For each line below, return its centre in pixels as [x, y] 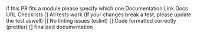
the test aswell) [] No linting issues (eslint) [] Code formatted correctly [91, 21]
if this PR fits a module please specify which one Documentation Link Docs [97, 8]
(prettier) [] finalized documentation [50, 27]
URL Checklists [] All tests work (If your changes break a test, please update [99, 15]
